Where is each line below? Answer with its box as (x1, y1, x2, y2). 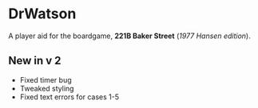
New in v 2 (8, 54, 62, 67)
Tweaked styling (19, 83, 74, 93)
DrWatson (8, 5, 77, 23)
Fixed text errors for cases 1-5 (19, 92, 120, 102)
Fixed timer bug (19, 75, 72, 84)
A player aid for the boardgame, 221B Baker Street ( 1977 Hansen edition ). (8, 31, 251, 40)
